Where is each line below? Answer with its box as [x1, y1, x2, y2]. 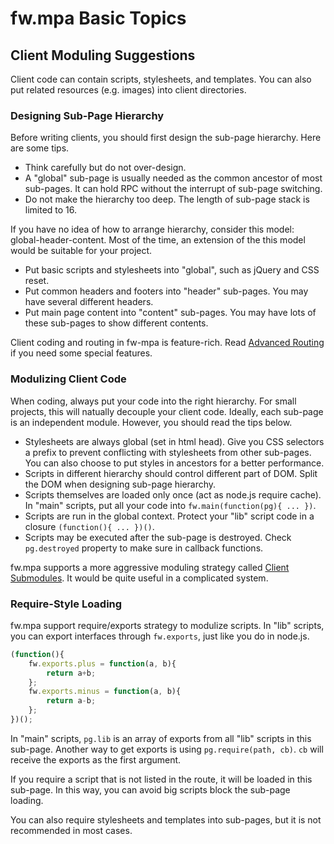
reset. [24, 275, 50, 287]
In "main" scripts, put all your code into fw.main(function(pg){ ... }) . [24, 499, 317, 511]
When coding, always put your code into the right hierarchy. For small [10, 395, 297, 407]
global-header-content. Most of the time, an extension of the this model [10, 234, 306, 246]
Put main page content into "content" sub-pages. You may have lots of [24, 307, 317, 319]
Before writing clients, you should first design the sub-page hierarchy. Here [10, 132, 322, 144]
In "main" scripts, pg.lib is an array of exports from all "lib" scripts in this [10, 732, 312, 744]
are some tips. [10, 142, 70, 154]
